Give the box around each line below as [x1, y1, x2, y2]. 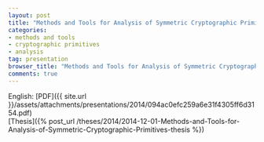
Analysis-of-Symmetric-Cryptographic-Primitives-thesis [8, 125, 191, 134]
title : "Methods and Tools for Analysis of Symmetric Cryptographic [8, 19, 237, 27]
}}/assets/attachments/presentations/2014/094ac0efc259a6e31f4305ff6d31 [8, 100, 255, 109]
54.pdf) [8, 107, 33, 118]
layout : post [8, 11, 51, 20]
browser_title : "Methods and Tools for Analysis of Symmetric [8, 63, 216, 71]
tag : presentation [8, 56, 68, 64]
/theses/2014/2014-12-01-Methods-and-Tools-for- [76, 116, 240, 126]
